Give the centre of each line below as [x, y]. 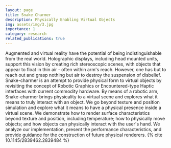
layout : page [19, 10]
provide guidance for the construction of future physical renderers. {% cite [84, 135]
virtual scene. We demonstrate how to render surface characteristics [78, 113]
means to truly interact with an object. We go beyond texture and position [82, 102]
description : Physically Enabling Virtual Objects [60, 19]
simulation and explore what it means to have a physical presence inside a [83, 108]
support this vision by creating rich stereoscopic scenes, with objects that [83, 64]
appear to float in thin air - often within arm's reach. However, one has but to [86, 69]
